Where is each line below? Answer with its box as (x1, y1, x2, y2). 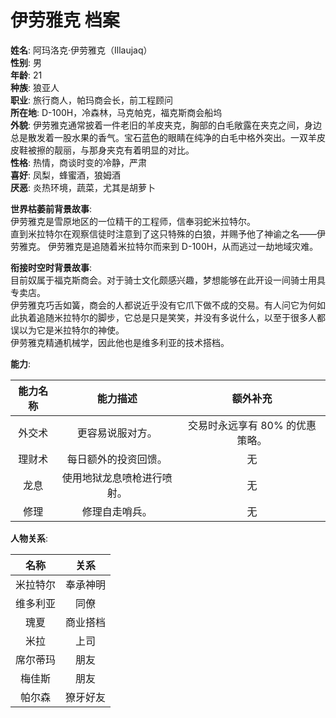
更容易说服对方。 (76, 426, 158, 440)
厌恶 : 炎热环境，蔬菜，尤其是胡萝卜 (10, 181, 156, 193)
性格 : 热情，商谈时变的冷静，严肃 (10, 156, 147, 168)
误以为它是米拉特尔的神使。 (10, 324, 125, 336)
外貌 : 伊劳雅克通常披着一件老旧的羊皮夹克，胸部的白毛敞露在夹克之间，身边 (10, 119, 322, 131)
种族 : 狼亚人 (10, 81, 60, 93)
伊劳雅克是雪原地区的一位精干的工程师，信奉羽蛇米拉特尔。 (10, 215, 256, 227)
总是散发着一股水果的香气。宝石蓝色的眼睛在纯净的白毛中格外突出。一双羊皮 (10, 131, 326, 143)
